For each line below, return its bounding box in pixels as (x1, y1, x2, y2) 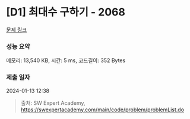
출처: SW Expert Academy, (20, 99, 85, 107)
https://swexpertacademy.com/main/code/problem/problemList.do (20, 106, 185, 113)
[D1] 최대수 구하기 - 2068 (6, 5, 126, 19)
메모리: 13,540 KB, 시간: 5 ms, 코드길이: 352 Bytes (6, 57, 126, 64)
